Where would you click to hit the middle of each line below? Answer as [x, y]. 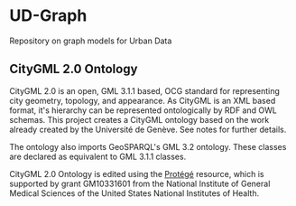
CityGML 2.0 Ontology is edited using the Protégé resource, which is [137, 173]
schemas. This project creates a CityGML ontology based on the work [139, 119]
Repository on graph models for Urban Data [91, 41]
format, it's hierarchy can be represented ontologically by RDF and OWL [143, 110]
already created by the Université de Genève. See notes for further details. [148, 129]
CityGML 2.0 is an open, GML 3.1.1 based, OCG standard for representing [144, 90]
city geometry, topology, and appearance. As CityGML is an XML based [143, 100]
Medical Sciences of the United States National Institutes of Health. [134, 193]
